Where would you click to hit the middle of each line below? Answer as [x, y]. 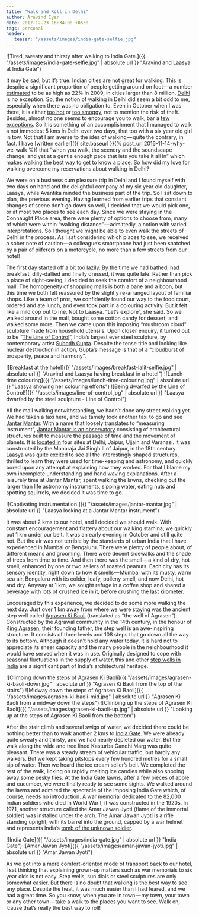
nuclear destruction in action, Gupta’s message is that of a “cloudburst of [95, 349]
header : [16, 34]
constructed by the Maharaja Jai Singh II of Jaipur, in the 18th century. [92, 448]
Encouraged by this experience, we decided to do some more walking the [96, 603]
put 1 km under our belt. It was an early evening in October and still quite [95, 535]
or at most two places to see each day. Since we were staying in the [89, 212]
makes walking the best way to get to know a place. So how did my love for [98, 162]
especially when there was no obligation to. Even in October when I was [94, 105]
